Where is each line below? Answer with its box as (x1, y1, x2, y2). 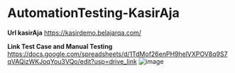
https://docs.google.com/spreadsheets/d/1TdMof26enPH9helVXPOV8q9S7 (7, 50, 229, 58)
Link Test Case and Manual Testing (7, 42, 113, 50)
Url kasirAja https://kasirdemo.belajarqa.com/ (7, 28, 142, 37)
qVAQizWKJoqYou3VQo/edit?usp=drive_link (7, 57, 137, 65)
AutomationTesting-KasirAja (7, 5, 180, 21)
